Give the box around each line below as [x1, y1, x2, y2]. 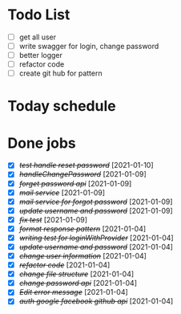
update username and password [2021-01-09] [18, 206, 173, 215]
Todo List [7, 6, 70, 24]
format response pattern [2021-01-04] [18, 223, 147, 234]
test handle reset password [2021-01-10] [18, 161, 154, 170]
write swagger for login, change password [18, 42, 159, 51]
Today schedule [7, 97, 117, 116]
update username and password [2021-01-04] [18, 242, 174, 251]
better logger [18, 51, 63, 60]
